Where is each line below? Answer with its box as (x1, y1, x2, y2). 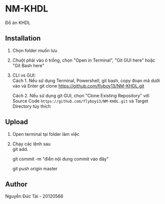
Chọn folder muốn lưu (12, 47, 57, 53)
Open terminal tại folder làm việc (12, 131, 80, 137)
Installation (5, 34, 41, 43)
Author (5, 180, 27, 188)
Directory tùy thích (12, 103, 51, 109)
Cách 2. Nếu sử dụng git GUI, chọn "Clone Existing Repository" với (12, 92, 150, 98)
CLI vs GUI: (12, 72, 36, 78)
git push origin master (12, 165, 58, 171)
